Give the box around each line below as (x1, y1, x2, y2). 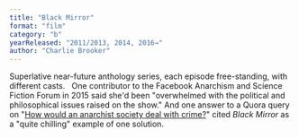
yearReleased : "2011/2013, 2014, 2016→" (9, 38, 164, 47)
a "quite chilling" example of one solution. (9, 118, 165, 130)
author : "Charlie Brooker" (9, 47, 111, 56)
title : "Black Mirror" (9, 13, 95, 22)
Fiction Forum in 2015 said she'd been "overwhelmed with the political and (9, 91, 285, 101)
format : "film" (9, 22, 67, 30)
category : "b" (9, 30, 63, 39)
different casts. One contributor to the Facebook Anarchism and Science (9, 81, 283, 91)
